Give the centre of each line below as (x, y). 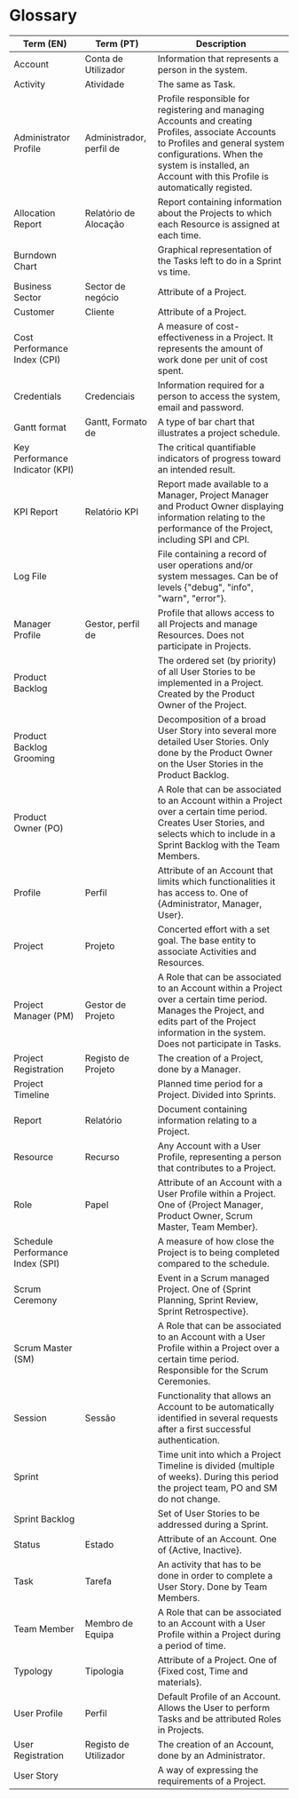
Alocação (105, 224)
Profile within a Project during (219, 1634)
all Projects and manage (208, 624)
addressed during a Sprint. (213, 1524)
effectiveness (186, 337)
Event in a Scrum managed (213, 1278)
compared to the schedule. (214, 1263)
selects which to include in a (216, 833)
